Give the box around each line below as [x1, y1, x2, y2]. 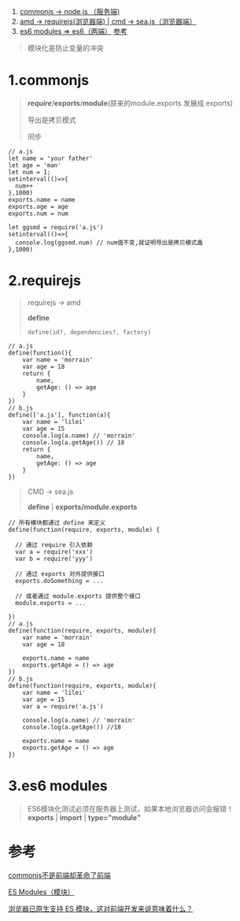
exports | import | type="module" [27, 812, 142, 822]
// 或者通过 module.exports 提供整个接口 [15, 592, 142, 600]
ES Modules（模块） [8, 887, 75, 897]
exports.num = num [8, 210, 68, 217]
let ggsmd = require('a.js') [8, 223, 104, 231]
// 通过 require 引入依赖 [15, 540, 93, 549]
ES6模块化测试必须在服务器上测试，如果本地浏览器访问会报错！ [27, 804, 234, 813]
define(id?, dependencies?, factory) [27, 328, 152, 336]
